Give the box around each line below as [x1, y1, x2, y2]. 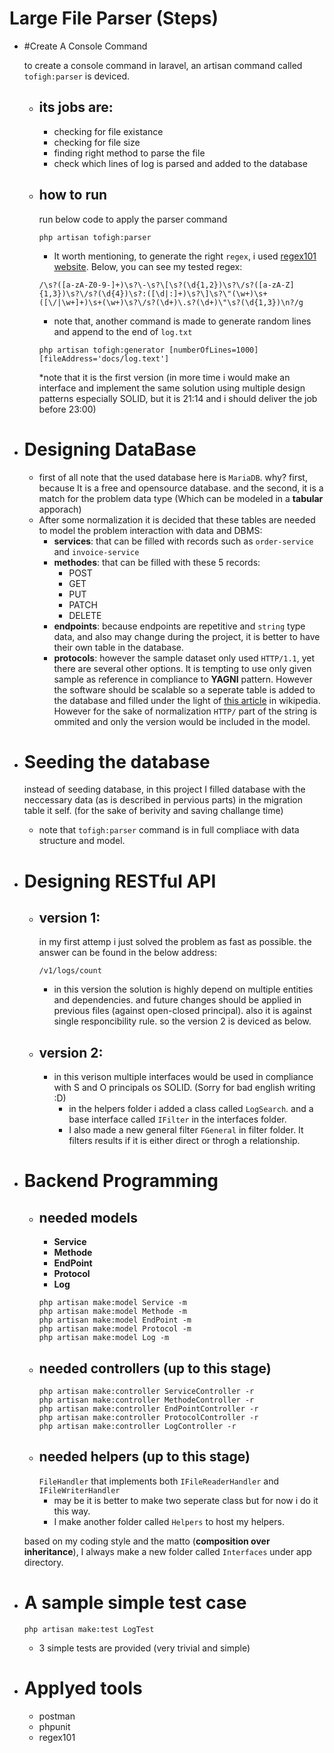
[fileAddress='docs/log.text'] [38, 353, 170, 364]
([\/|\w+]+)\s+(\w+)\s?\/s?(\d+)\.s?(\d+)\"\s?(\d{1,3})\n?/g [38, 297, 304, 307]
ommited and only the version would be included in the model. [53, 715, 311, 727]
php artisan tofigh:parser [38, 232, 152, 242]
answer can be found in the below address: [38, 947, 218, 959]
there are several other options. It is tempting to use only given [53, 662, 312, 674]
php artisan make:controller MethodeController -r [38, 1395, 255, 1406]
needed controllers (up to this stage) [38, 1360, 272, 1377]
